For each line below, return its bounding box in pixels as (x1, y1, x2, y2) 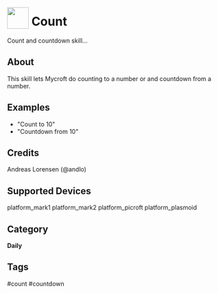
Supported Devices (7, 185, 91, 197)
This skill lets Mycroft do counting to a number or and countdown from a (7, 74, 212, 82)
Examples (7, 102, 50, 113)
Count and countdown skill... (7, 36, 88, 45)
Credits (7, 147, 40, 159)
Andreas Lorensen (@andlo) (7, 165, 87, 174)
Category (7, 223, 49, 235)
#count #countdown (7, 279, 65, 288)
